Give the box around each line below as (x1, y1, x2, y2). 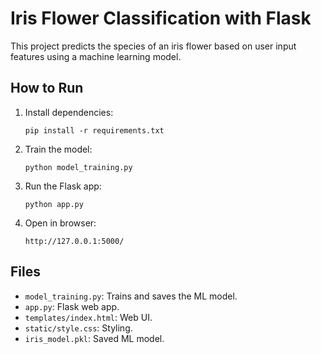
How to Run (10, 80, 84, 97)
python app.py (24, 199, 84, 209)
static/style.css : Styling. (24, 322, 133, 334)
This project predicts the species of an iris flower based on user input (10, 40, 297, 52)
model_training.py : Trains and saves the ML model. (24, 290, 238, 302)
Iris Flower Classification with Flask (10, 7, 312, 30)
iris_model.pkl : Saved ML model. (24, 332, 165, 344)
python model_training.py (24, 162, 133, 172)
